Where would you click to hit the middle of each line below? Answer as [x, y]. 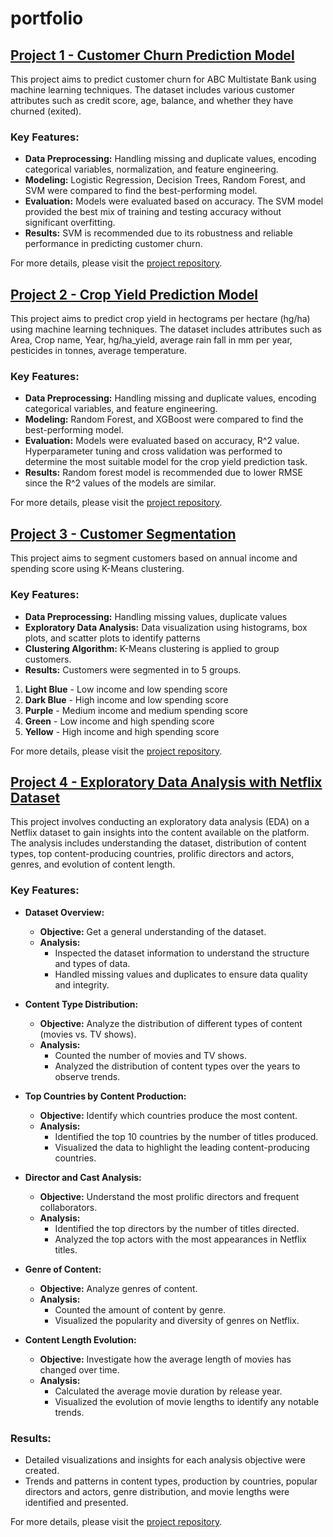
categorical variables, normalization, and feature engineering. [151, 169]
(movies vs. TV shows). [88, 1034]
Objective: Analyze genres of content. [118, 1288]
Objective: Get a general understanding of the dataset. [153, 931]
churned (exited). [46, 111]
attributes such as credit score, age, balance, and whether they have [152, 100]
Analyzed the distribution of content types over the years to [177, 1066]
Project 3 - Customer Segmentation [123, 533]
